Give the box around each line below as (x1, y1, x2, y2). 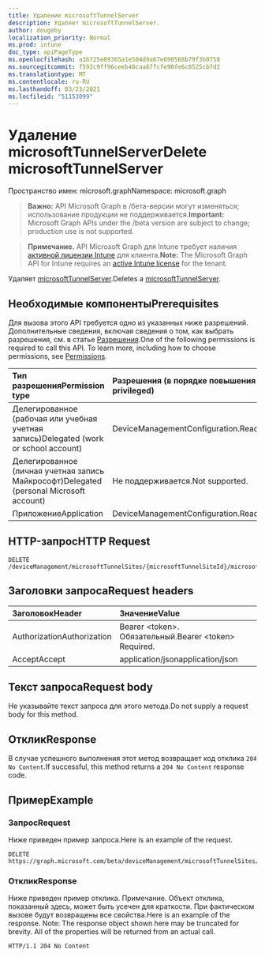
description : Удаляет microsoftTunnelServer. (8, 19, 160, 27)
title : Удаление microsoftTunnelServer (8, 11, 140, 20)
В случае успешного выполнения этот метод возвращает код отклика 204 (8, 754, 258, 763)
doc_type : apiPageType (8, 48, 83, 56)
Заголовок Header (12, 608, 83, 619)
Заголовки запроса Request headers (8, 584, 194, 597)
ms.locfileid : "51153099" (8, 92, 93, 100)
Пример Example (8, 793, 94, 807)
